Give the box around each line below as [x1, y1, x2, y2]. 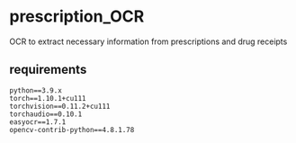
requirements [9, 62, 87, 77]
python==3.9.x [9, 85, 63, 95]
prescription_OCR [9, 6, 145, 27]
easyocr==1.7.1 [9, 117, 67, 127]
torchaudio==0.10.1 [9, 110, 83, 119]
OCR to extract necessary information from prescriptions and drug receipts [9, 36, 288, 47]
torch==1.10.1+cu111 [9, 94, 87, 103]
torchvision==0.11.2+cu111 [9, 102, 111, 111]
